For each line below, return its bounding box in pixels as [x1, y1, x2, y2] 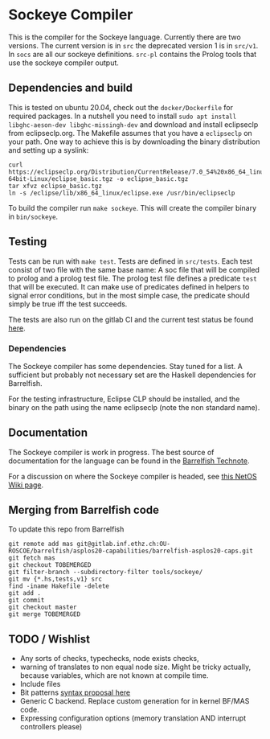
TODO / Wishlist [8, 632, 91, 646]
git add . [8, 589, 42, 597]
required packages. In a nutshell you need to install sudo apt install [8, 111, 237, 121]
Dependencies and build [8, 81, 133, 95]
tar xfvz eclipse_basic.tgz [8, 182, 103, 190]
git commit [8, 597, 45, 605]
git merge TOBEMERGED [8, 610, 81, 618]
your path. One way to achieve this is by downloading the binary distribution [8, 137, 260, 146]
